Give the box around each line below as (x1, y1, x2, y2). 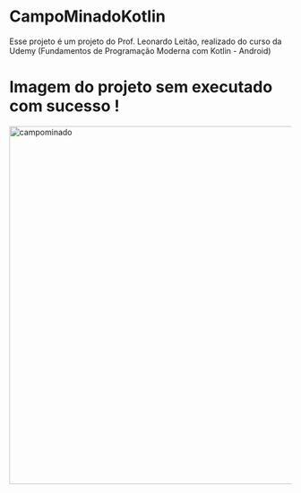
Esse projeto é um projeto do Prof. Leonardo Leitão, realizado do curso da (9, 36, 282, 47)
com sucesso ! (9, 96, 120, 117)
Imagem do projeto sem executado (9, 77, 273, 98)
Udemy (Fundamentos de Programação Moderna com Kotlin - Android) (9, 45, 271, 56)
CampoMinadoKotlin (9, 6, 166, 27)
